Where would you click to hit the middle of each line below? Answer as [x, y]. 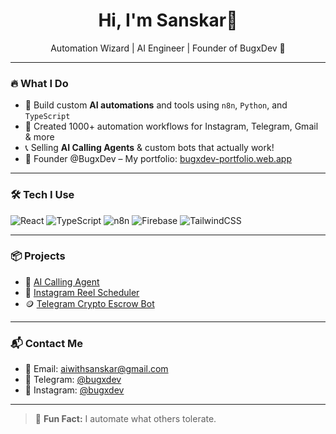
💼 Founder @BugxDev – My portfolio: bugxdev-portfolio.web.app [158, 159]
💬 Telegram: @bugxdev [73, 380]
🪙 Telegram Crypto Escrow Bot [89, 303]
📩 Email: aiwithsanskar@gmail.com [96, 369]
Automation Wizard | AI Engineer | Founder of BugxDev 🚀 [168, 48]
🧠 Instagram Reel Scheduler [82, 292]
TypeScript [47, 117]
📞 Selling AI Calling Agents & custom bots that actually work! [149, 148]
